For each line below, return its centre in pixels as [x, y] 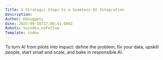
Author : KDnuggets [24, 19]
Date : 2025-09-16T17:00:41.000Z [39, 24]
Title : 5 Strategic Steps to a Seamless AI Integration [65, 10]
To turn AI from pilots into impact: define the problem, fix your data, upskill [82, 47]
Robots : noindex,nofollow [32, 28]
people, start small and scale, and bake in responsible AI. [64, 52]
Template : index [22, 33]
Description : [19, 14]
